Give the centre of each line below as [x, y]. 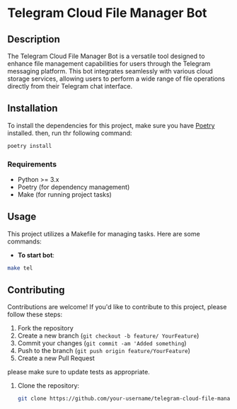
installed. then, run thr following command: [70, 133]
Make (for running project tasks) [64, 194]
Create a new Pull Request [56, 358]
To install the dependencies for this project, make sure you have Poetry [111, 125]
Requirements [32, 164]
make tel [20, 268]
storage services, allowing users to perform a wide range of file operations [116, 79]
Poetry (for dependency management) [74, 187]
